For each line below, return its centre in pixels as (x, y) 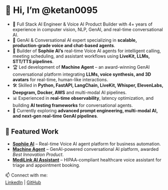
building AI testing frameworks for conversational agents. (72, 105)
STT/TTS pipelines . (33, 61)
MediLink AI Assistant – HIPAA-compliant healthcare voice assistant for (87, 159)
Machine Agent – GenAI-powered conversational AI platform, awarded (86, 149)
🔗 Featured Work (32, 132)
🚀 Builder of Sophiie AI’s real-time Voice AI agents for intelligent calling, (87, 51)
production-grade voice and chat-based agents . (64, 45)
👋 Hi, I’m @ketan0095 (51, 10)
